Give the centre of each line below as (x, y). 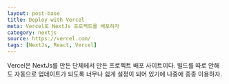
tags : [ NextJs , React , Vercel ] (52, 45)
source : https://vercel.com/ (49, 39)
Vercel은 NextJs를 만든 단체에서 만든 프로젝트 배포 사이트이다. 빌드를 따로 (107, 65)
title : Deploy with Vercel (46, 20)
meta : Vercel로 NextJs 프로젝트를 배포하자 (63, 26)
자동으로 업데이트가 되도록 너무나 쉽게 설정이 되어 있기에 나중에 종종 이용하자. (118, 74)
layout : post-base (33, 13)
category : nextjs (32, 32)
